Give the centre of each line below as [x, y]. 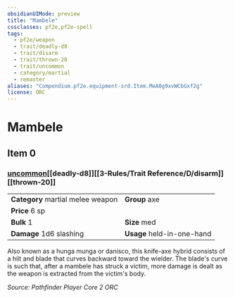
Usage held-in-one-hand [168, 234]
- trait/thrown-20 [41, 60]
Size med [140, 222]
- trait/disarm [36, 54]
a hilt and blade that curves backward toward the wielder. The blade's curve [118, 259]
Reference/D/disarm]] [185, 173]
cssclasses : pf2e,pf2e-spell [50, 27]
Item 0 [22, 153]
